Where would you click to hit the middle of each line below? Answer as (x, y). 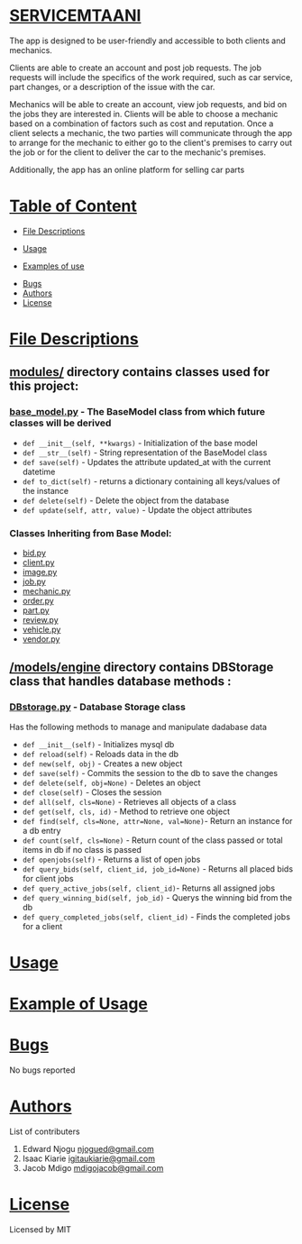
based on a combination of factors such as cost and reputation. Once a (142, 123)
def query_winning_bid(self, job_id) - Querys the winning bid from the (157, 897)
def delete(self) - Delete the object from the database (126, 500)
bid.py (34, 553)
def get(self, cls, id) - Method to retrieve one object (126, 811)
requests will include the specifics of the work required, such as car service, (151, 77)
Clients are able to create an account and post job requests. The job (136, 68)
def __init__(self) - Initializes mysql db (98, 744)
